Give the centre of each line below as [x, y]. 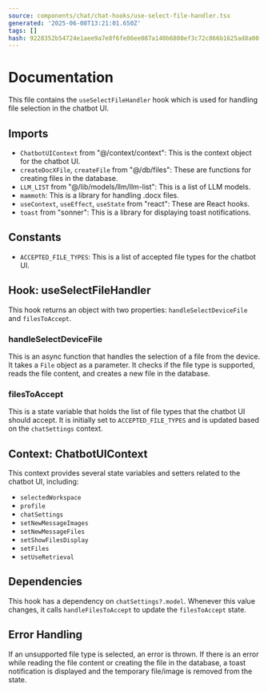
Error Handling [45, 635]
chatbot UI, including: [44, 482]
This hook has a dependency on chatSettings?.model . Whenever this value [132, 601]
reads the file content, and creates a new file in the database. [109, 373]
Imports [28, 133]
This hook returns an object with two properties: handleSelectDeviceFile [128, 310]
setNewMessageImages [54, 524]
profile [32, 506]
